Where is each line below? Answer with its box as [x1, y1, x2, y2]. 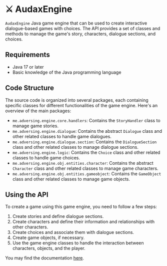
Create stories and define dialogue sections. [12, 213, 104, 219]
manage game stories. [12, 123, 59, 129]
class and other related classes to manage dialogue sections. [12, 144, 139, 150]
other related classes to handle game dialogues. [12, 133, 111, 139]
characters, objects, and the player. [12, 245, 86, 251]
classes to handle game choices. [12, 154, 80, 161]
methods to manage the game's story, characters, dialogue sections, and [5, 31, 156, 37]
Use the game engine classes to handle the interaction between [12, 240, 144, 246]
